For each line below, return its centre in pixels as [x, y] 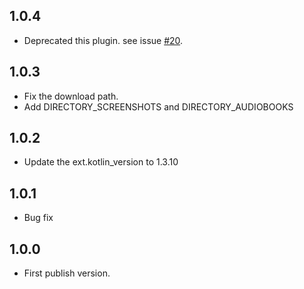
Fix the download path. [71, 96]
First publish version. [67, 273]
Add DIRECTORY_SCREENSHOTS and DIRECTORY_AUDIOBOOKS [158, 106]
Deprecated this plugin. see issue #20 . [103, 40]
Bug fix [38, 218]
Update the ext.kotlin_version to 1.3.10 [101, 162]
